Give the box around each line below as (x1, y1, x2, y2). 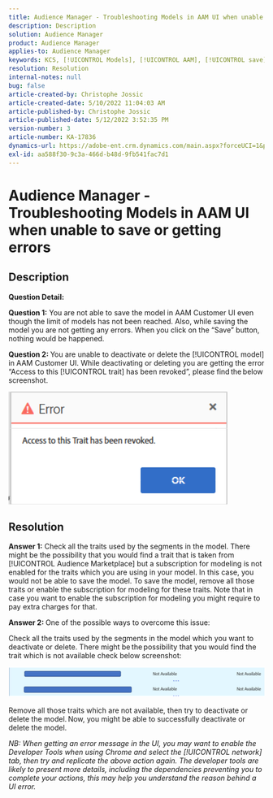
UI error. (8, 781, 37, 791)
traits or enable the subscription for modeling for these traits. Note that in (8, 585, 253, 595)
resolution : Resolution (8, 65, 89, 73)
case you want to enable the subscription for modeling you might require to (8, 593, 261, 603)
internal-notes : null (8, 73, 82, 81)
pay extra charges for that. (8, 602, 97, 612)
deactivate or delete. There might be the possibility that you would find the (8, 642, 257, 652)
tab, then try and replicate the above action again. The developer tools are (8, 756, 259, 765)
